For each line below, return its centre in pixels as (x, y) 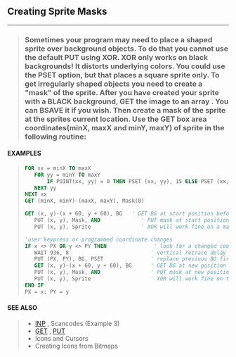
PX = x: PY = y (47, 292)
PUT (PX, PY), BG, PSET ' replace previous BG (125, 259)
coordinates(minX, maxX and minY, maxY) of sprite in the (124, 127)
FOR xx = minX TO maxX (58, 168)
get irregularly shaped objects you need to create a (113, 84)
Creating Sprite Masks (57, 12)
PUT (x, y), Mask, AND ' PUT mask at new (119, 273)
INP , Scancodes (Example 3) (77, 323)
